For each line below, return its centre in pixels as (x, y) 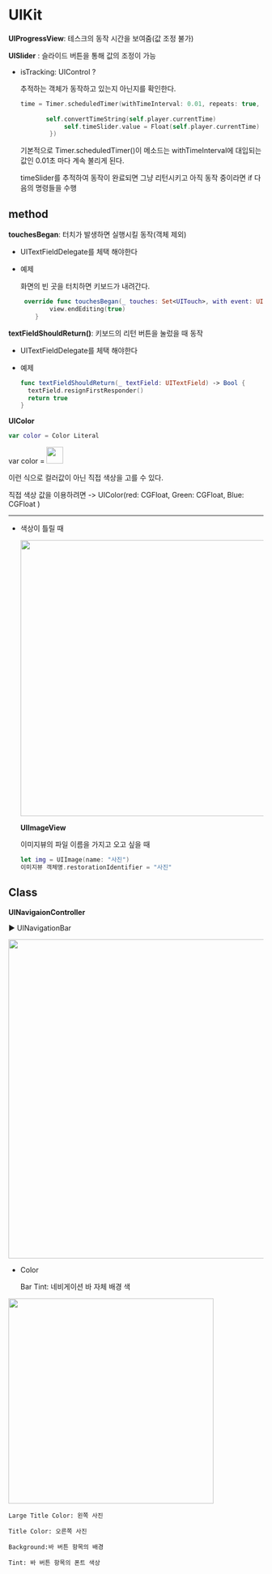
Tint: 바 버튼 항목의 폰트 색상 (54, 1563)
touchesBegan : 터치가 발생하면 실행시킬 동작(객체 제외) (98, 235)
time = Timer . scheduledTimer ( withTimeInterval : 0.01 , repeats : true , (140, 104)
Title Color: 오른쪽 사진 (48, 1531)
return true (48, 398)
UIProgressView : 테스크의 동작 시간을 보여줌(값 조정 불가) (101, 38)
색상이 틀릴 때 (42, 528)
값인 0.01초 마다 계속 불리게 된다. (72, 160)
